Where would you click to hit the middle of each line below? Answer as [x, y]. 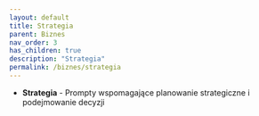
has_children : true [45, 51]
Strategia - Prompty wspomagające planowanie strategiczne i [136, 92]
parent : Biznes [37, 34]
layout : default [39, 17]
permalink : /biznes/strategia [65, 68]
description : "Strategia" [57, 59]
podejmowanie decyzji [63, 102]
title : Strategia [41, 26]
